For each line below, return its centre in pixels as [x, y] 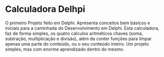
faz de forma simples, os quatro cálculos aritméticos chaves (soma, [74, 33]
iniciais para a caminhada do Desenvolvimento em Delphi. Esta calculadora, [82, 28]
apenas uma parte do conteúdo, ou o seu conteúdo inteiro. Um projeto [77, 44]
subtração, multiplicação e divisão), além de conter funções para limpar [79, 39]
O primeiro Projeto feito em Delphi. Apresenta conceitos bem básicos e [78, 23]
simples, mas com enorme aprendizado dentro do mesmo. [65, 49]
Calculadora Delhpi [45, 9]
